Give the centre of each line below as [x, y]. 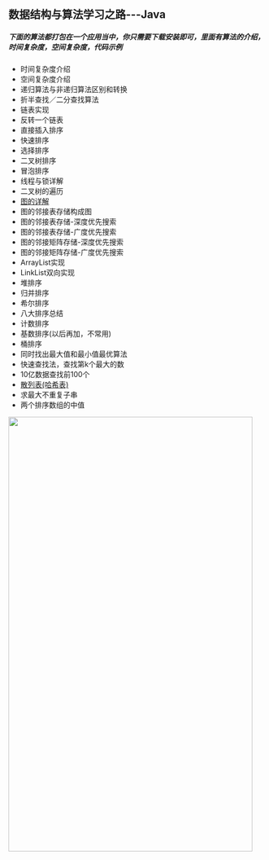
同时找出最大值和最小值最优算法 [74, 354]
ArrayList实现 [43, 262]
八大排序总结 [41, 314]
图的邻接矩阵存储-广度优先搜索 [72, 252]
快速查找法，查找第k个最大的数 [72, 364]
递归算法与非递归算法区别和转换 [74, 90]
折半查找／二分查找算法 [59, 99]
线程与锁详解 [41, 181]
